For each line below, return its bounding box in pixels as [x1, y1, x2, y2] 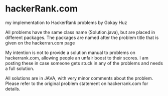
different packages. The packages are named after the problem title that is [5, 34, 159, 40]
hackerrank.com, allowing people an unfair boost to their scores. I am [5, 54, 149, 60]
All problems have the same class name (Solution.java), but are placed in [5, 29, 155, 35]
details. [5, 85, 21, 91]
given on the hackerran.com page [5, 39, 75, 45]
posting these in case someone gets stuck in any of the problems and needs [5, 60, 163, 66]
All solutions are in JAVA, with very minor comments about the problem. [5, 75, 153, 81]
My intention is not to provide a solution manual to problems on [5, 49, 135, 55]
